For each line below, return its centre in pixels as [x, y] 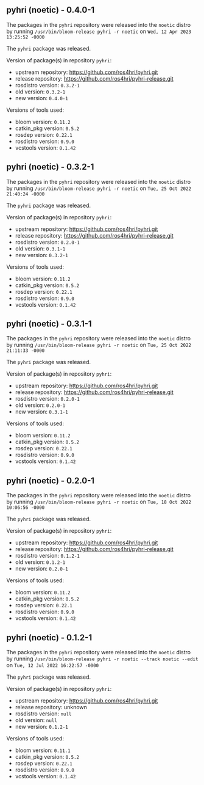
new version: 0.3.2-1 [41, 255]
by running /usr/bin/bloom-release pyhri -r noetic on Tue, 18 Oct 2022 [99, 502]
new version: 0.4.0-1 [41, 98]
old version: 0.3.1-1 [40, 248]
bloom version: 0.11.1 [43, 750]
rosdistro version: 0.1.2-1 [47, 556]
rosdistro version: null [43, 714]
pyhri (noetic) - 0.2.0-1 [51, 480]
